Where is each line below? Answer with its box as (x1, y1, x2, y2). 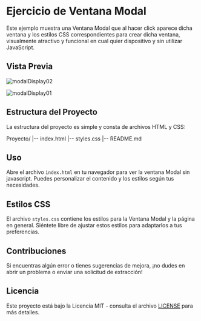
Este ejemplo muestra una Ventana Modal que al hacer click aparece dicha (6, 24, 193, 32)
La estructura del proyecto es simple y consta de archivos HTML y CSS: (6, 123, 186, 130)
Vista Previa (6, 61, 53, 72)
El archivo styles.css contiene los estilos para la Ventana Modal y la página (6, 215, 195, 223)
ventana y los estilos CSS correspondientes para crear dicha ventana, (6, 30, 180, 38)
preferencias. (6, 228, 39, 235)
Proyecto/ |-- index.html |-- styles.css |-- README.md (6, 135, 142, 142)
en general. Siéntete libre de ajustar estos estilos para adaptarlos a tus (6, 222, 182, 229)
